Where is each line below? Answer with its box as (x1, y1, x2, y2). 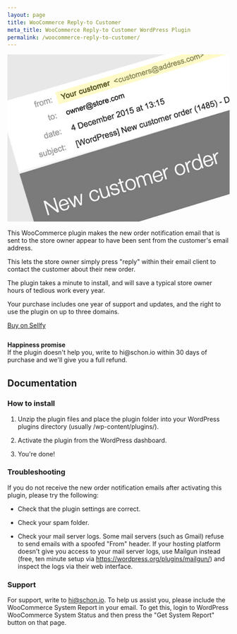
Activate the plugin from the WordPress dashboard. (17, 436, 167, 444)
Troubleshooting (7, 467, 66, 477)
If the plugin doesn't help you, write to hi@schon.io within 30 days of (7, 348, 207, 357)
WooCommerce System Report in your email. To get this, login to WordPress (7, 604, 229, 612)
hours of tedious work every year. (7, 287, 106, 295)
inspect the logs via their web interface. (17, 562, 133, 570)
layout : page (7, 11, 46, 18)
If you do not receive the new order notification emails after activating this (7, 483, 222, 492)
